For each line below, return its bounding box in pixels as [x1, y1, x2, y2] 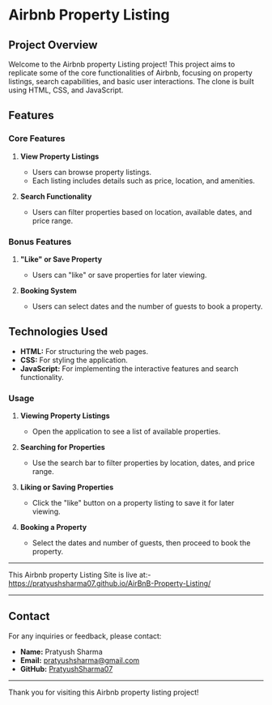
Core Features [8, 133, 66, 144]
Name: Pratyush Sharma [19, 647, 103, 656]
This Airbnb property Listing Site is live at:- [8, 570, 151, 580]
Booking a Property [19, 523, 87, 532]
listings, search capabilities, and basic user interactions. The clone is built [8, 77, 255, 86]
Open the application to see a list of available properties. [32, 427, 221, 437]
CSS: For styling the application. [19, 355, 128, 365]
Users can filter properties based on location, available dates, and [32, 207, 253, 216]
